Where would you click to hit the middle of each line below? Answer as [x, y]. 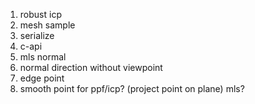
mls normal [43, 57]
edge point [42, 78]
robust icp [40, 14]
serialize [37, 35]
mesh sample [47, 25]
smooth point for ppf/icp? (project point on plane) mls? [132, 88]
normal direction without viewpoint [91, 67]
